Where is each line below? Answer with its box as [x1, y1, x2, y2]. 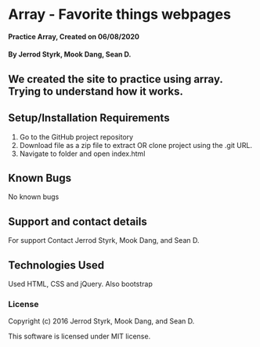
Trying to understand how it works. [8, 85, 184, 98]
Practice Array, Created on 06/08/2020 [8, 31, 139, 41]
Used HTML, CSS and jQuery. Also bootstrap [8, 280, 153, 289]
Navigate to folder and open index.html [19, 149, 146, 158]
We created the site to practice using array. [8, 72, 223, 85]
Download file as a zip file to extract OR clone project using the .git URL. [19, 140, 253, 150]
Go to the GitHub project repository [19, 132, 134, 142]
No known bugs [8, 192, 60, 201]
